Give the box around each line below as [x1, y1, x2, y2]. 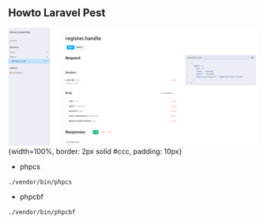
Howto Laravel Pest [8, 6, 106, 20]
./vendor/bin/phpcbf [8, 208, 77, 216]
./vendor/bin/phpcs [8, 178, 73, 186]
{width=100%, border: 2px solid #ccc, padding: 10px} [8, 147, 183, 156]
